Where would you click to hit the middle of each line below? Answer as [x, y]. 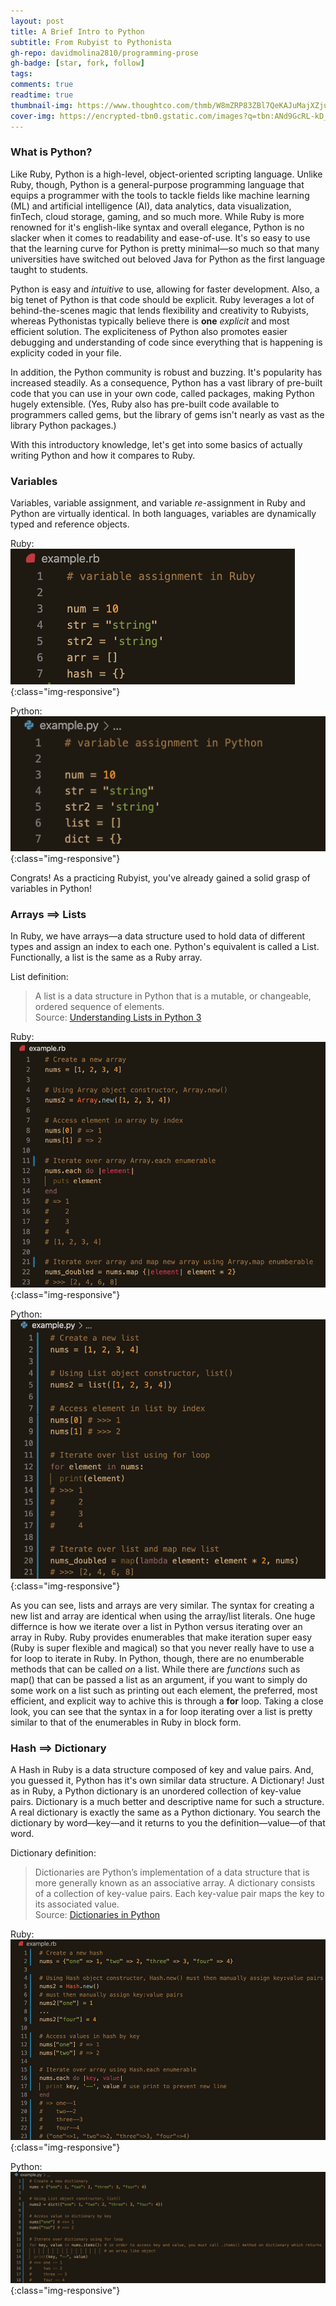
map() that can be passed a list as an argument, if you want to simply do [159, 1679]
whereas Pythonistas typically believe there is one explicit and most [150, 321]
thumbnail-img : [42, 105]
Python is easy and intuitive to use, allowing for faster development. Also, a [165, 289]
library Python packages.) [63, 425]
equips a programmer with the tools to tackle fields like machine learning [160, 195]
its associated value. [77, 1904]
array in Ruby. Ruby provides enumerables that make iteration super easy [161, 1637]
